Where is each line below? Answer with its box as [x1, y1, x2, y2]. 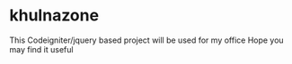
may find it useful [9, 44, 74, 54]
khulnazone [9, 5, 100, 26]
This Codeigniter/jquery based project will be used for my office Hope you [9, 35, 285, 45]
